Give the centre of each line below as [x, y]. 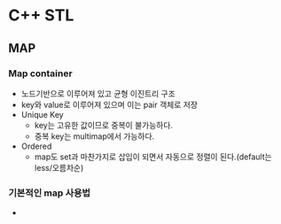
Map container [40, 73]
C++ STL [41, 15]
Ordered [36, 146]
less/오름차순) [59, 167]
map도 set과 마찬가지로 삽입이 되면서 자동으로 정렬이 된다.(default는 [153, 157]
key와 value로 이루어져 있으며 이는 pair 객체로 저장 [109, 104]
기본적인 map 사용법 [49, 193]
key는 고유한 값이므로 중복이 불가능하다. [104, 125]
